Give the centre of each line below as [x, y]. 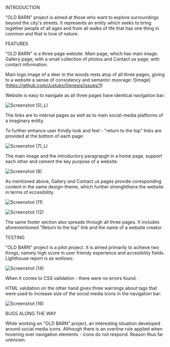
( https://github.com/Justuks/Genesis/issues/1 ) [54, 85]
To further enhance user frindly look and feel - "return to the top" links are [83, 131]
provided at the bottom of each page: [45, 136]
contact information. [27, 64]
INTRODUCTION [23, 7]
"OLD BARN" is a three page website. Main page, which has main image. [82, 54]
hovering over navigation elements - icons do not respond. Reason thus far [84, 334]
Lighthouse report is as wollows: [39, 258]
